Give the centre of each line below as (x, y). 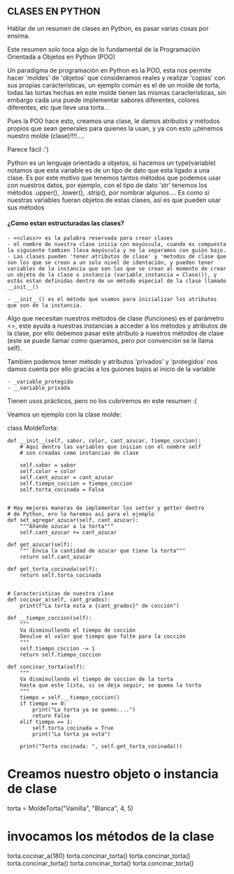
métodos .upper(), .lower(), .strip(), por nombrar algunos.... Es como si (108, 192)
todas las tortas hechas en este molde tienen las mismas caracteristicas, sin (117, 92)
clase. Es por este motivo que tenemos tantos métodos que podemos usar (114, 177)
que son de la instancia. (45, 306)
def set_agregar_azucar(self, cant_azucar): (73, 520)
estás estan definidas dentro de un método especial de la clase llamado (117, 281)
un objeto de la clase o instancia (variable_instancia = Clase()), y (112, 275)
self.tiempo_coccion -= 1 (58, 649)
